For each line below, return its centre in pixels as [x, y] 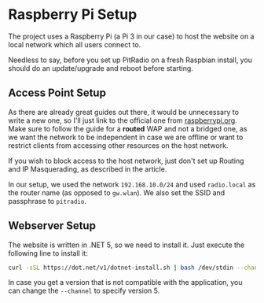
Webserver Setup [52, 226]
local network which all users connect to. [75, 44]
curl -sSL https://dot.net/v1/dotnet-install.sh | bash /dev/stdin [121, 268]
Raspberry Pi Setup [73, 15]
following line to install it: [48, 253]
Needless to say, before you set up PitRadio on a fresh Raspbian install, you [130, 60]
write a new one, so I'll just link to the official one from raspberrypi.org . [123, 120]
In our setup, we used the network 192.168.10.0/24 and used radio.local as [132, 184]
